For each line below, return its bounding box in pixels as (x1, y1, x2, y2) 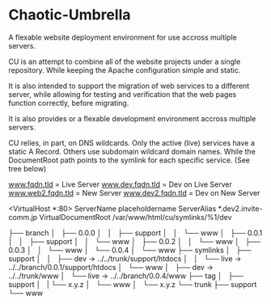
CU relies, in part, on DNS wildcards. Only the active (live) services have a (8, 137, 255, 147)
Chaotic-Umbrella (8, 6, 131, 24)
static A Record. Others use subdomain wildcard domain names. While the (8, 146, 256, 156)
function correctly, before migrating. (8, 98, 129, 108)
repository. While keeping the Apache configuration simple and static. (8, 65, 241, 74)
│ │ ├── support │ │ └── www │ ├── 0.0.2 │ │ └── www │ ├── (8, 236, 261, 246)
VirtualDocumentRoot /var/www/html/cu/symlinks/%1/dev (39, 212, 232, 222)
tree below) (8, 163, 47, 173)
